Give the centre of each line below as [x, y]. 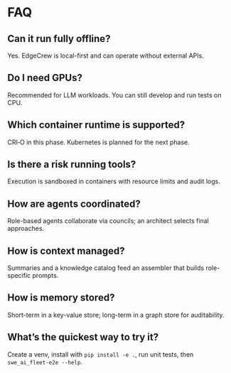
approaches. [26, 229]
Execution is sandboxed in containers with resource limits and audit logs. [114, 181]
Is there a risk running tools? [72, 164]
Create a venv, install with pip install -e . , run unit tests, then [101, 354]
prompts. [45, 276]
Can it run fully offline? [59, 39]
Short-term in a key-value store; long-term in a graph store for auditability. [116, 315]
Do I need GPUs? [45, 78]
